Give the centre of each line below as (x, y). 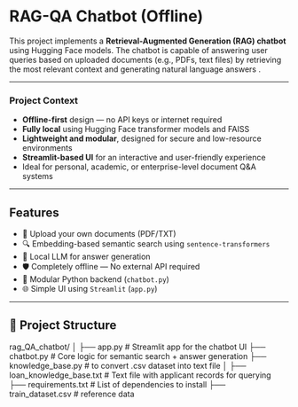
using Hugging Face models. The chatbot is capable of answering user (138, 50)
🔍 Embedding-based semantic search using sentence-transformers (146, 244)
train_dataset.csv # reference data (72, 394)
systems (37, 176)
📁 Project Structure (63, 325)
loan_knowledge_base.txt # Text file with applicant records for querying (141, 375)
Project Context (43, 100)
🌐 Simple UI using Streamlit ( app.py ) (90, 289)
